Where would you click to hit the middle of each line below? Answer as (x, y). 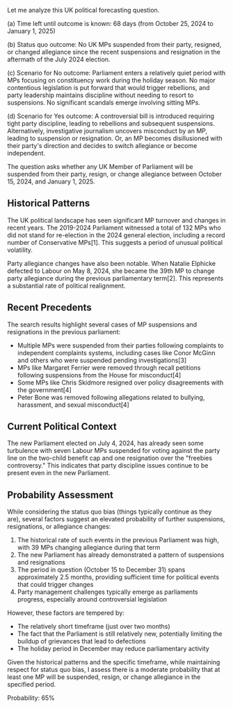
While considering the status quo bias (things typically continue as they (110, 512)
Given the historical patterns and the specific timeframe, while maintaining (114, 662)
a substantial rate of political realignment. (66, 285)
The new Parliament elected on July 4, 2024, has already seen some (105, 443)
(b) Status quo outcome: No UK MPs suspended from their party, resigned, (114, 44)
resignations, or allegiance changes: (59, 527)
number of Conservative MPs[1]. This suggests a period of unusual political (115, 242)
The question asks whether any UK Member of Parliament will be (100, 166)
